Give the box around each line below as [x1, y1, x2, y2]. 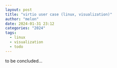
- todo [9, 44, 23, 49]
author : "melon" [5, 16, 39, 21]
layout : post [5, 7, 32, 12]
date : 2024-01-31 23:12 [5, 21, 55, 26]
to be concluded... [5, 58, 43, 64]
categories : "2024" [5, 26, 46, 31]
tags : [5, 30, 16, 35]
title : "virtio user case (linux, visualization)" [5, 12, 113, 17]
